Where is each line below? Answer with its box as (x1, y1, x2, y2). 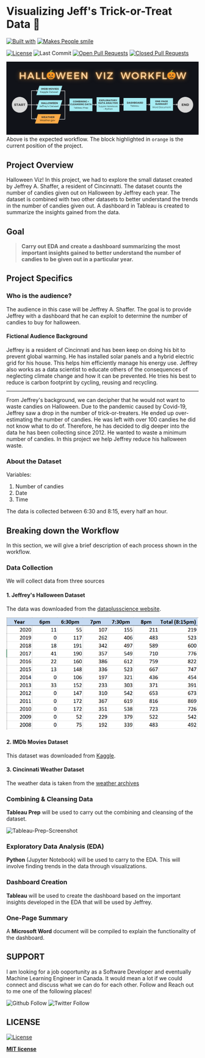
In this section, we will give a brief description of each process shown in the (6, 542, 197, 549)
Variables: (6, 471, 32, 479)
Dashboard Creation (6, 878, 68, 887)
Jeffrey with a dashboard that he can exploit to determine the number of (6, 312, 188, 319)
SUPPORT (6, 952, 45, 962)
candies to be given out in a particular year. (21, 256, 134, 263)
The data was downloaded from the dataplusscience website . (6, 605, 162, 613)
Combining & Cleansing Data (6, 794, 93, 803)
